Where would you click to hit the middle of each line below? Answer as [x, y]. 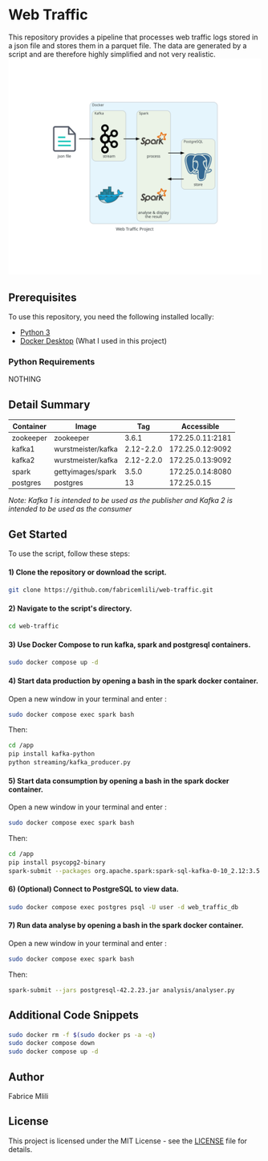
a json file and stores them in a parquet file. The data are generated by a [128, 45]
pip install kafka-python [51, 754]
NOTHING [25, 379]
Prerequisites [43, 297]
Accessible [201, 426]
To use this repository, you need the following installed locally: [111, 316]
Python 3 [35, 332]
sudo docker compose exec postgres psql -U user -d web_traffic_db [124, 907]
